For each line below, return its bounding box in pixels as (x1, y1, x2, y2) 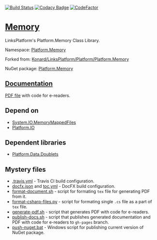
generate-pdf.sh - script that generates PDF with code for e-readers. (12, 209, 150, 215)
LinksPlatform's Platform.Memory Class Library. (5, 37, 100, 43)
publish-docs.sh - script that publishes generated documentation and (12, 214, 151, 220)
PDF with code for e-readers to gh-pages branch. (12, 219, 109, 225)
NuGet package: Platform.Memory (5, 65, 73, 71)
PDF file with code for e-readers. (5, 92, 71, 98)
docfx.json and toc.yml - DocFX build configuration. (12, 183, 115, 189)
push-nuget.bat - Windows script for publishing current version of (12, 225, 144, 230)
